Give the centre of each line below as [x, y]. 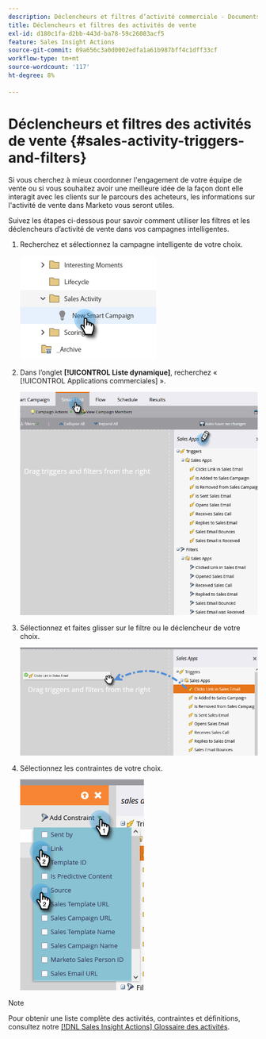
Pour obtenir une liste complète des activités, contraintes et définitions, [124, 1018]
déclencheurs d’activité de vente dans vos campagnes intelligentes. [119, 229]
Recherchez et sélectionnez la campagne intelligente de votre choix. [131, 244]
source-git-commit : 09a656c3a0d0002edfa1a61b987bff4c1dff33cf [113, 50]
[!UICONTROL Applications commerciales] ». [93, 380]
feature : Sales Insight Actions [61, 42]
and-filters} [47, 158]
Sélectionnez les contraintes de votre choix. [91, 768]
